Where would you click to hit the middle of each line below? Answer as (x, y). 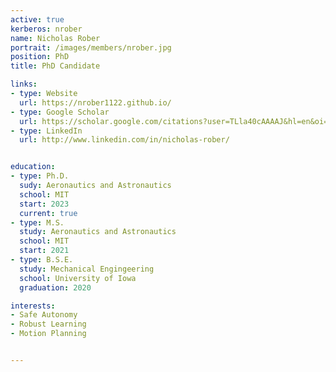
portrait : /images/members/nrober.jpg (91, 47)
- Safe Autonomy (44, 315)
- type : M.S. (37, 222)
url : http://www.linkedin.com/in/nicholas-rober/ (124, 140)
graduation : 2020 (55, 287)
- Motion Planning (48, 334)
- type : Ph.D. (40, 176)
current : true (48, 213)
